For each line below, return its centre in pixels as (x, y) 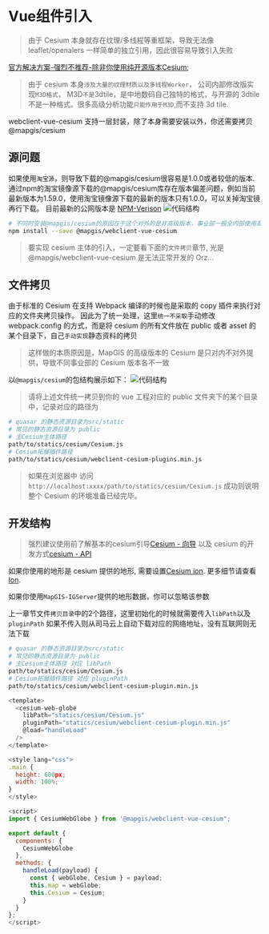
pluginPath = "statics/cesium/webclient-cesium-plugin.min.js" (126, 723)
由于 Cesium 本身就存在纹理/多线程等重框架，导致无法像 (121, 40)
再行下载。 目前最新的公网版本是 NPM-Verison (85, 208)
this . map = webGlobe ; (66, 885)
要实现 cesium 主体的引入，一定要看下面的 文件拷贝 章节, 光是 (126, 247)
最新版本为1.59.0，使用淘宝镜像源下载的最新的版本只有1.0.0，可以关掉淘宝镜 (134, 198)
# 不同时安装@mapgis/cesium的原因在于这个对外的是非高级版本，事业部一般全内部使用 (132, 223)
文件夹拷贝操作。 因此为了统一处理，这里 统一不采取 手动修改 (119, 316)
